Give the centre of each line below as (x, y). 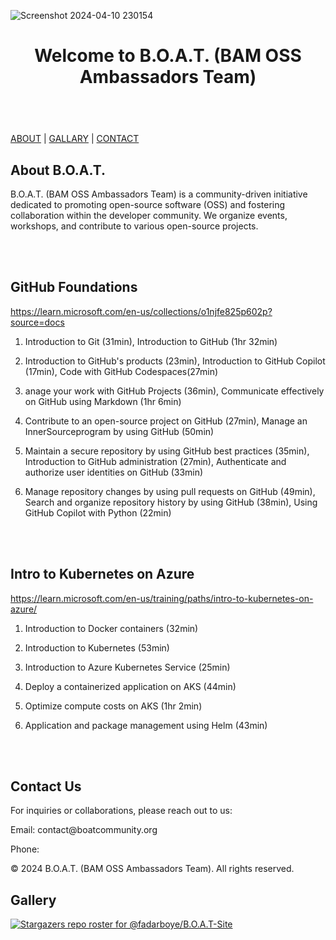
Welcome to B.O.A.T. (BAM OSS (168, 56)
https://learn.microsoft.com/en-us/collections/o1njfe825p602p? (141, 311)
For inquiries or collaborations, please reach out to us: (121, 811)
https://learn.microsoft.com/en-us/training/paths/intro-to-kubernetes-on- (162, 598)
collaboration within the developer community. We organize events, (149, 215)
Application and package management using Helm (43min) (146, 725)
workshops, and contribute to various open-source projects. (134, 226)
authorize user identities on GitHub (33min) (114, 472)
